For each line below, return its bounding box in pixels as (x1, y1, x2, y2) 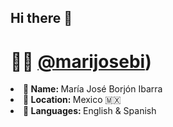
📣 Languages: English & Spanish (23, 105, 157, 117)
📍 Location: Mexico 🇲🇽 (23, 94, 122, 106)
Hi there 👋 (10, 10, 73, 27)
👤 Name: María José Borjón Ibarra (23, 83, 163, 95)
